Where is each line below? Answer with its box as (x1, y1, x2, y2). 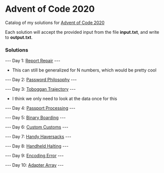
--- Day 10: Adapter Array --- (5, 162, 64, 168)
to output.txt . (5, 34, 33, 40)
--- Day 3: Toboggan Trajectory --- (5, 86, 76, 92)
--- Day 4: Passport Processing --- (5, 105, 76, 111)
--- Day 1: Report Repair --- (5, 58, 60, 64)
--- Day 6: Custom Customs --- (5, 124, 69, 130)
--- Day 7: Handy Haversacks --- (5, 134, 71, 140)
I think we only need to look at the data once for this (12, 96, 117, 101)
